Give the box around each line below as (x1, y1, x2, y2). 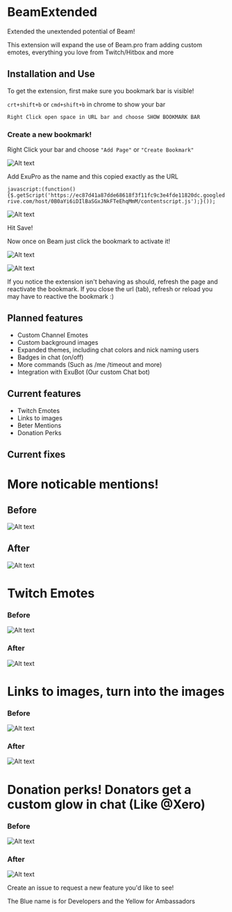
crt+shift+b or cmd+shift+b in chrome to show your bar (7, 100, 165, 108)
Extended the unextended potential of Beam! (7, 27, 135, 35)
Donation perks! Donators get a (7, 781, 192, 797)
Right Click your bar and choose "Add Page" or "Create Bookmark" (7, 145, 194, 154)
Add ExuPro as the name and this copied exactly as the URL (7, 172, 179, 181)
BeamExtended (7, 4, 98, 20)
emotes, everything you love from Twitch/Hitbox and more (7, 48, 174, 56)
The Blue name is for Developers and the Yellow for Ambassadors (7, 897, 196, 906)
